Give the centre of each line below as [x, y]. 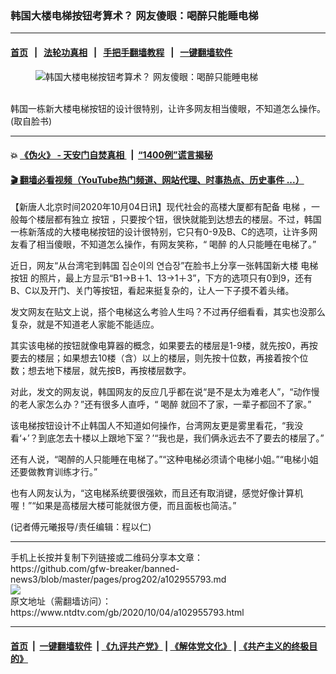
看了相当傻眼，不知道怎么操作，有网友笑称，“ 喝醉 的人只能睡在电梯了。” [167, 244]
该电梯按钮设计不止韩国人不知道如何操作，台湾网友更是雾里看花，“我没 [157, 426]
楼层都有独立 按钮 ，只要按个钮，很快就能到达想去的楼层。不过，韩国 [179, 219]
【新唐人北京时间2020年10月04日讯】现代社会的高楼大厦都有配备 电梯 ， [161, 207]
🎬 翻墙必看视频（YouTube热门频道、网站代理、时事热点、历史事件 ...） [157, 179]
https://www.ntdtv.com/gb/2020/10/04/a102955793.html [127, 613]
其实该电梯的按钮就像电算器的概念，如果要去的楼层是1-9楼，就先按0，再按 [164, 346]
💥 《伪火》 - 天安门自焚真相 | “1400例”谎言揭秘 [111, 155]
